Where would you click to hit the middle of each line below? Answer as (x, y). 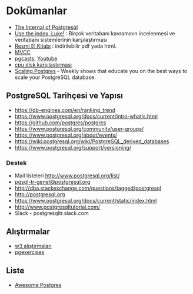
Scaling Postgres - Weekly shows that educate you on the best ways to (101, 71)
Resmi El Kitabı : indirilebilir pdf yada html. (65, 46)
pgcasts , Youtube (36, 58)
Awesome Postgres (38, 285)
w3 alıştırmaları (33, 246)
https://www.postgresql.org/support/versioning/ (73, 147)
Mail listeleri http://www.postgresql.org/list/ (67, 176)
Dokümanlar (37, 11)
